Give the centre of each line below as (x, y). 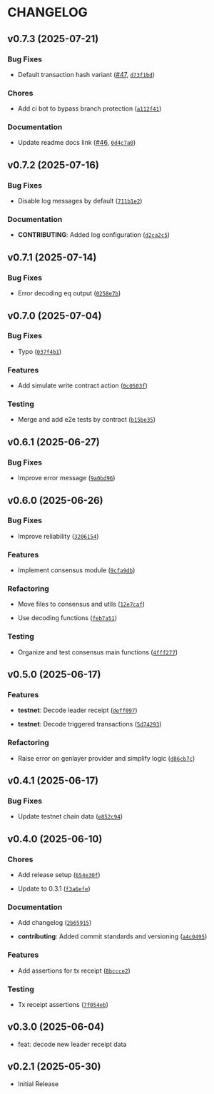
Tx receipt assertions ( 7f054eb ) (63, 1004)
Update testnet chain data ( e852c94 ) (70, 816)
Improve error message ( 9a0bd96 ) (66, 478)
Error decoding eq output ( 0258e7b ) (69, 293)
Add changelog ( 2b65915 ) (55, 923)
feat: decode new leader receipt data (72, 1044)
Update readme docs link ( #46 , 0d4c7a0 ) (77, 143)
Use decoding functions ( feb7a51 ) (67, 618)
